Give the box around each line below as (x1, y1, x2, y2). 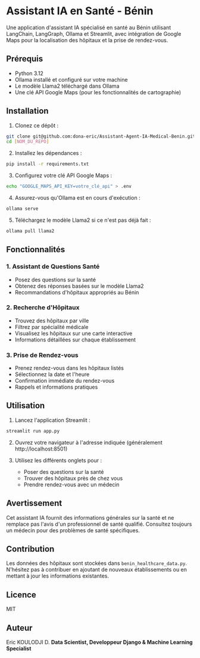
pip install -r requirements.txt (6, 161, 89, 167)
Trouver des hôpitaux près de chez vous (23, 474, 123, 482)
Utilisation (6, 401, 45, 411)
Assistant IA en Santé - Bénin (6, 4, 154, 18)
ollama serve (6, 206, 39, 212)
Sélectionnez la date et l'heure (14, 371, 90, 378)
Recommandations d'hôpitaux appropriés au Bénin (14, 288, 139, 296)
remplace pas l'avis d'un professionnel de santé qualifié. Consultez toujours (6, 520, 192, 527)
